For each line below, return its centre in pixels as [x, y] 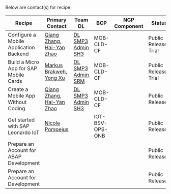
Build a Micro [23, 62]
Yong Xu [55, 78]
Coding [17, 108]
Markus [54, 65]
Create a [18, 89]
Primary [56, 20]
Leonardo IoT [24, 133]
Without [17, 102]
